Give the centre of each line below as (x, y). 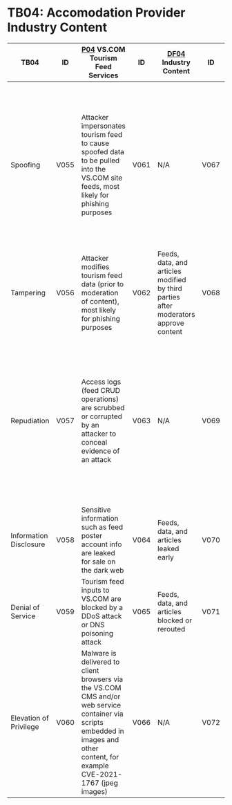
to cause (95, 143)
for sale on (98, 562)
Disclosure (28, 544)
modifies (95, 266)
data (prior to (103, 284)
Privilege (25, 726)
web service (101, 705)
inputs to (95, 590)
